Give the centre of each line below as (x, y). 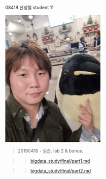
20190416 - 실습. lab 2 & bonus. (50, 151)
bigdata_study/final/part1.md (60, 161)
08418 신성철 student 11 (30, 7)
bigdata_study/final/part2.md (61, 171)
